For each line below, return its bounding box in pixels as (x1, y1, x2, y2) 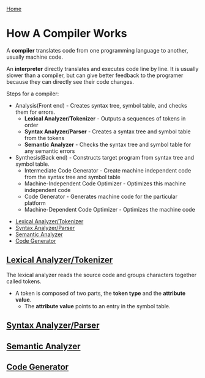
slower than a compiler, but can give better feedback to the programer (6, 72, 184, 79)
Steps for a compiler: (6, 90, 59, 97)
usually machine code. (6, 53, 63, 61)
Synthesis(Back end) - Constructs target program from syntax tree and (15, 154, 195, 161)
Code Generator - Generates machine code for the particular (24, 193, 177, 200)
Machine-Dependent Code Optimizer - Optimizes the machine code (24, 206, 196, 213)
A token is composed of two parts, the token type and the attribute (15, 289, 186, 297)
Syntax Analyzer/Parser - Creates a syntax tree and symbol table (24, 128, 191, 135)
